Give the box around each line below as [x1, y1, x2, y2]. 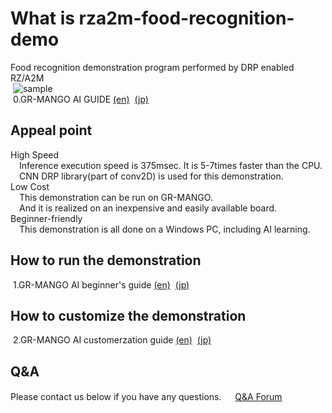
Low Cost [10, 180, 50, 192]
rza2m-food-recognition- [78, 7, 295, 30]
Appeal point [10, 122, 93, 139]
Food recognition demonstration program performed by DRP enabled [10, 61, 295, 73]
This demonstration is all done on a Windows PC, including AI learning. [19, 223, 311, 235]
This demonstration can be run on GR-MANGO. [19, 191, 213, 203]
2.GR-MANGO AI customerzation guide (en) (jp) [12, 334, 212, 346]
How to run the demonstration [10, 252, 202, 269]
